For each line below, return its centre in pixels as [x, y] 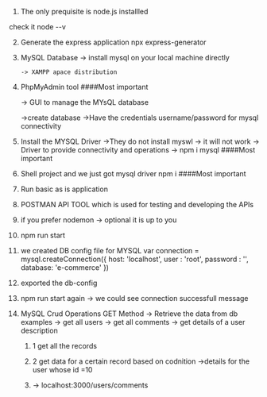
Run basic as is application [64, 189]
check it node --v [38, 27]
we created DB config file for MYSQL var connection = [110, 251]
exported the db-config [59, 283]
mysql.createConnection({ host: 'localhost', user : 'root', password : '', [134, 259]
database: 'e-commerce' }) [65, 268]
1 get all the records [65, 346]
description [39, 330]
